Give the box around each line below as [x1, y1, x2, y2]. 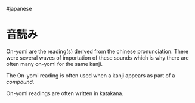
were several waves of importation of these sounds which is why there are [6, 54, 189, 61]
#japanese [6, 5, 32, 12]
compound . [6, 78, 35, 85]
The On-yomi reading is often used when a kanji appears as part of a [6, 71, 175, 79]
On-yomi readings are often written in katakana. [6, 89, 124, 97]
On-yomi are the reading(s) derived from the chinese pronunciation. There [6, 48, 189, 55]
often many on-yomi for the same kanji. [6, 60, 103, 67]
